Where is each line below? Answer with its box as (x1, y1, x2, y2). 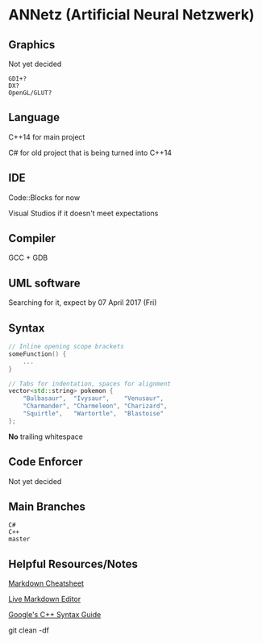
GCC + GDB (8, 253, 48, 263)
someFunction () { (8, 349, 67, 358)
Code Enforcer (8, 455, 83, 469)
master (8, 535, 31, 544)
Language (8, 111, 60, 124)
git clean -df (8, 625, 50, 635)
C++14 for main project (8, 132, 85, 142)
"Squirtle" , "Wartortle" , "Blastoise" (23, 410, 164, 418)
